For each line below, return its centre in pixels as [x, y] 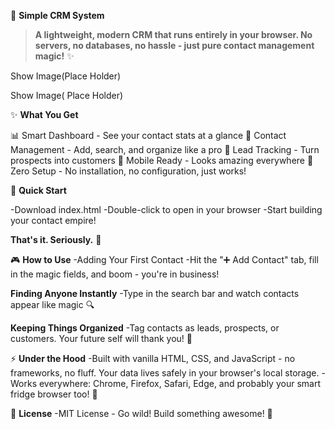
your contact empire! [53, 220]
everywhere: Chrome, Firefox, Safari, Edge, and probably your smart [179, 383]
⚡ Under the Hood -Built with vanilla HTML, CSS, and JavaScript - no [153, 358]
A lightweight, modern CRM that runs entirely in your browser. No [173, 34]
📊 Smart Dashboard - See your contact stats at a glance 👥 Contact [148, 135]
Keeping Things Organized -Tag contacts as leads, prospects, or [145, 328]
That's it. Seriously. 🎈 [56, 239]
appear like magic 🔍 [52, 304]
